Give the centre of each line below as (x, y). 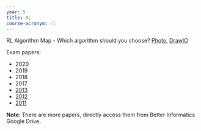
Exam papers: (24, 52)
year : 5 (16, 12)
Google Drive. (24, 121)
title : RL (19, 18)
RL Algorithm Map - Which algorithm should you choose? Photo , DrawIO (97, 41)
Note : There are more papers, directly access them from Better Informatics (101, 115)
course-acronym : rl (31, 23)
